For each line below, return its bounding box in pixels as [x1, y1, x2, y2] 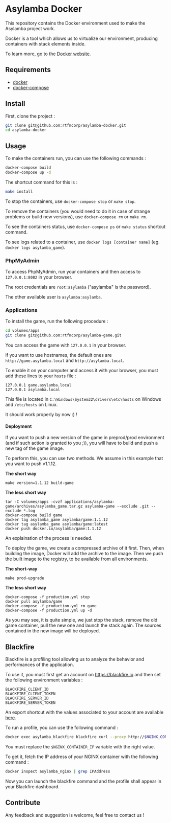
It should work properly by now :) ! [5, 411, 77, 418]
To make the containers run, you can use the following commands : [5, 155, 147, 162]
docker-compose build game [5, 513, 63, 518]
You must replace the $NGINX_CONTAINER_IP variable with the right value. [5, 743, 155, 749]
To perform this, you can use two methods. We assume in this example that [5, 455, 163, 462]
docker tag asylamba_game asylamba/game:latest [5, 522, 108, 527]
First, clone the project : [5, 113, 55, 119]
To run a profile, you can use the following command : [5, 724, 119, 731]
